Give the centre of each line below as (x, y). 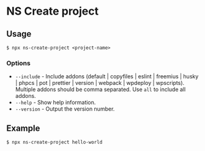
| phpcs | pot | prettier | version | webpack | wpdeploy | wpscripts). (100, 83)
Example (23, 128)
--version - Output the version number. (65, 109)
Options (18, 63)
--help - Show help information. (55, 103)
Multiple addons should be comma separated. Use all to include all (100, 89)
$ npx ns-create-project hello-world (54, 142)
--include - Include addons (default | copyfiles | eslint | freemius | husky (107, 76)
